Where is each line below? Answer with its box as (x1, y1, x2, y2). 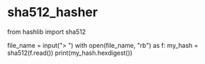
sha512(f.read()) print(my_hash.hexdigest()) (7, 49, 133, 57)
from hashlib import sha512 (7, 27, 86, 36)
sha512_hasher (7, 4, 98, 20)
